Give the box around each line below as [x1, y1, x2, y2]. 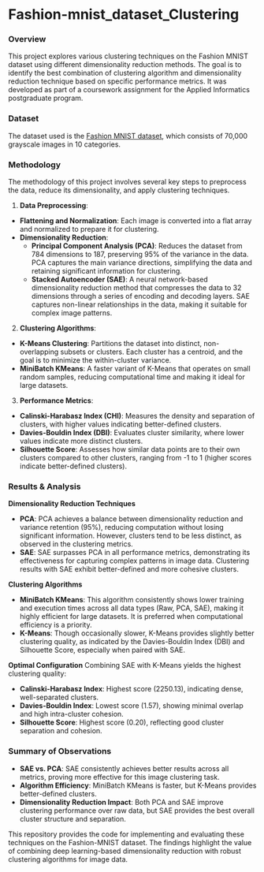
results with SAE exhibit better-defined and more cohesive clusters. [19, 565, 239, 574]
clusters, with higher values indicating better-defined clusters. [19, 419, 222, 429]
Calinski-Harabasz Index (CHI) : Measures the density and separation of [19, 412, 255, 421]
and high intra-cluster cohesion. [19, 710, 124, 719]
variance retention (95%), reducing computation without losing [19, 523, 225, 532]
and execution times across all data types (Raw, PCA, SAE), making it [19, 603, 244, 613]
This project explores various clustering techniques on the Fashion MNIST [8, 51, 248, 61]
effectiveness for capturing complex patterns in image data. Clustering [19, 556, 250, 565]
